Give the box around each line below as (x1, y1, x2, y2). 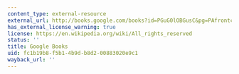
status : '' (7, 37, 40, 44)
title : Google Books (7, 43, 69, 50)
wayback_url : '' (7, 56, 55, 63)
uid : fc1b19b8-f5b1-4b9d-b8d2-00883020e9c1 (7, 50, 139, 57)
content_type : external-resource (7, 10, 107, 18)
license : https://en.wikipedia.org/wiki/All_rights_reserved (7, 30, 193, 37)
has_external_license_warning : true (7, 23, 116, 30)
